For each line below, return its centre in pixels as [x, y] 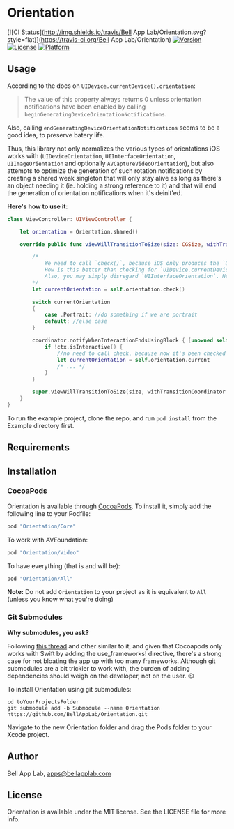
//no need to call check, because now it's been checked [141, 353]
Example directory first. [41, 425]
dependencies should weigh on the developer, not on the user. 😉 [101, 676]
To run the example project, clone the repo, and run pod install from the [112, 418]
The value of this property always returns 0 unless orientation [113, 99]
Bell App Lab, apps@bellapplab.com [59, 773]
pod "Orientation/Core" [42, 526]
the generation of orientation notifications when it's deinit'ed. [95, 192]
